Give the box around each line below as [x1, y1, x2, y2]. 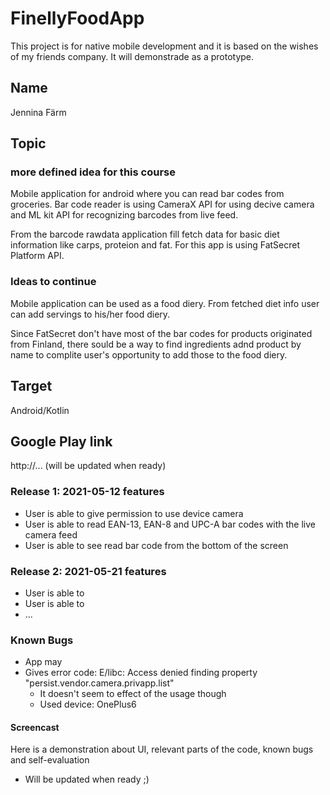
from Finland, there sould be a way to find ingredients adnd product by [10, 338, 302, 350]
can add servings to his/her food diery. [10, 308, 171, 320]
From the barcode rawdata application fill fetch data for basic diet [10, 228, 280, 241]
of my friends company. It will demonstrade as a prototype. [10, 50, 255, 62]
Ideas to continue [10, 275, 97, 289]
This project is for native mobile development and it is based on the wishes [10, 40, 319, 52]
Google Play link [10, 433, 113, 450]
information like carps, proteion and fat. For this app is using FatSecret [10, 239, 300, 251]
